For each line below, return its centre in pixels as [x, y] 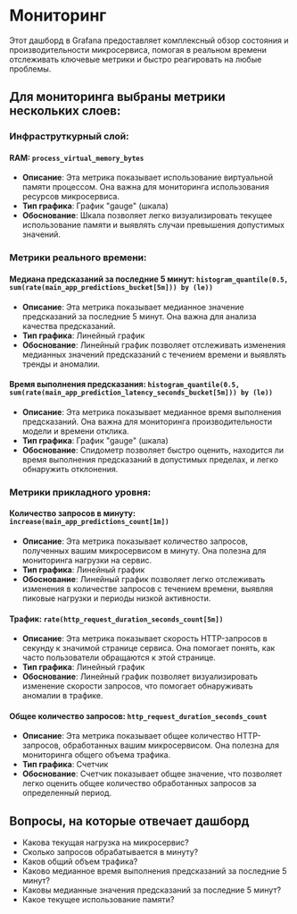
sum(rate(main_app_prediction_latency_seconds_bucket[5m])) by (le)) [141, 393]
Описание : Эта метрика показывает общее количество [128, 736]
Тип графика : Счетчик [65, 765]
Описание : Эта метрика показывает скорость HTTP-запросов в [144, 639]
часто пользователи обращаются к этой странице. [119, 657]
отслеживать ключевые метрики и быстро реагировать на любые [136, 59]
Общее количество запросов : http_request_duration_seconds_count [138, 715]
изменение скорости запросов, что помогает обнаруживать [137, 686]
